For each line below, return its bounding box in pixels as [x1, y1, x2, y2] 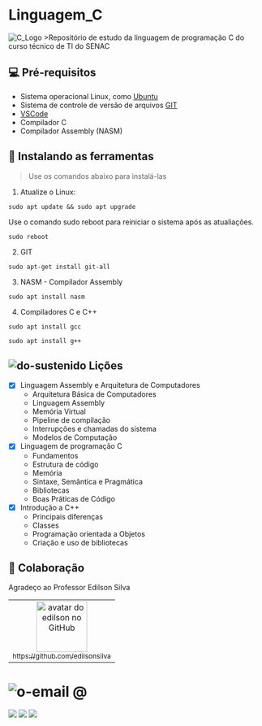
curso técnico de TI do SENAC [8, 41, 110, 50]
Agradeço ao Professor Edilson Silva [8, 583, 131, 593]
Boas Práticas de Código [32, 493, 116, 503]
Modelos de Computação [32, 433, 118, 442]
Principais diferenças [32, 511, 104, 521]
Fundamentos [32, 450, 79, 460]
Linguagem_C [8, 6, 103, 24]
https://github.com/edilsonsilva [12, 652, 112, 661]
